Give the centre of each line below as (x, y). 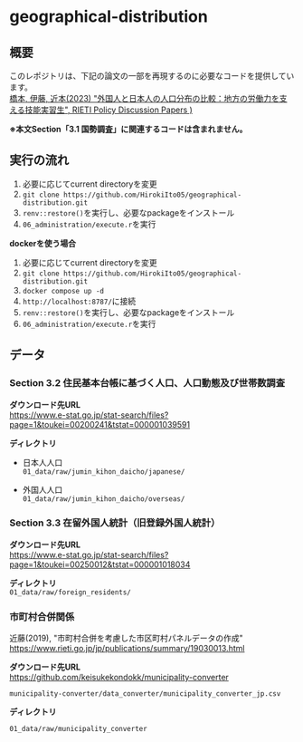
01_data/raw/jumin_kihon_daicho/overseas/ (104, 499)
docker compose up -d (63, 291)
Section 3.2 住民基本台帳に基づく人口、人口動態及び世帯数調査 (147, 383)
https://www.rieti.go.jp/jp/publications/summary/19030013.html (127, 649)
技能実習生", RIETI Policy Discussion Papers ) (109, 110)
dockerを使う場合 (43, 243)
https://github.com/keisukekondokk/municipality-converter (119, 678)
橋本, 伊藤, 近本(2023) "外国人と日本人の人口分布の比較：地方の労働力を (145, 98)
